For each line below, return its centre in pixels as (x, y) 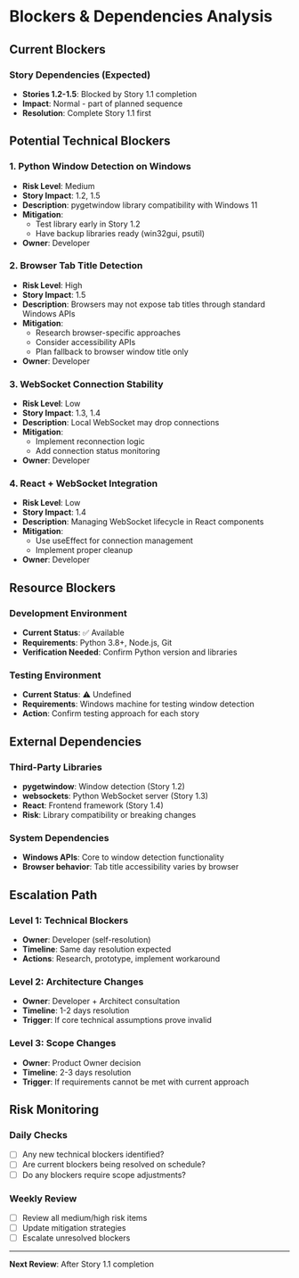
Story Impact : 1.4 (54, 512)
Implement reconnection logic (90, 441)
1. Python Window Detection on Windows (100, 167)
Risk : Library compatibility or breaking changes (109, 815)
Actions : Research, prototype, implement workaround (121, 959)
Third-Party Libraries (56, 767)
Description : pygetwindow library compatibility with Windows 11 (140, 205)
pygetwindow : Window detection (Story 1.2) (103, 787)
